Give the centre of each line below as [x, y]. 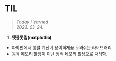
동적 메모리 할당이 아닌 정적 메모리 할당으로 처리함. [59, 54]
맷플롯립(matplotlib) [32, 37]
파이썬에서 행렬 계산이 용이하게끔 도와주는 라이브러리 [62, 47]
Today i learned [32, 22]
